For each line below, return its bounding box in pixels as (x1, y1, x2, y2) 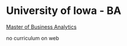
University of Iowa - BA (6, 4, 122, 17)
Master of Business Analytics (6, 23, 77, 30)
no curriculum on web (6, 34, 59, 41)
